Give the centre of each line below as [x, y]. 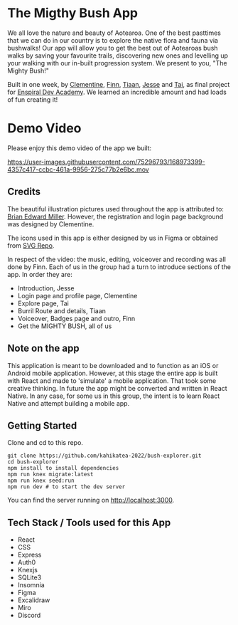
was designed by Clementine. [51, 224]
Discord [29, 615]
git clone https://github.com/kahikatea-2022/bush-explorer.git [104, 456]
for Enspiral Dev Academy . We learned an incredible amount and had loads [117, 92]
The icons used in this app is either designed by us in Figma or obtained [113, 238]
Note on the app [43, 348]
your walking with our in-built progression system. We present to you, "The [117, 63]
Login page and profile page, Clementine [77, 295]
